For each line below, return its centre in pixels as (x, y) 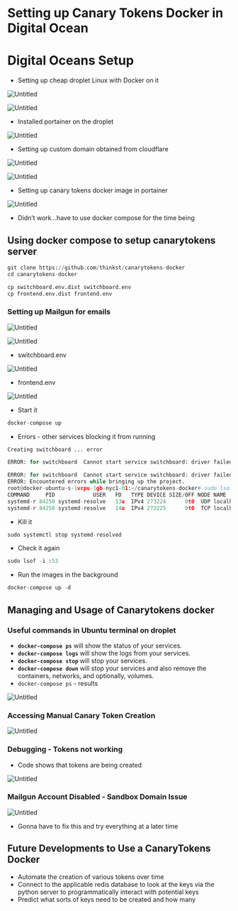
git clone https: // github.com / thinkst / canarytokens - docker (96, 268)
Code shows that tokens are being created (80, 765)
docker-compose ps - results (58, 683)
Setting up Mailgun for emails (59, 312)
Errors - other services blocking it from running (86, 436)
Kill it (25, 522)
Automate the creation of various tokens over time (91, 877)
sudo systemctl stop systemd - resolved (64, 535)
